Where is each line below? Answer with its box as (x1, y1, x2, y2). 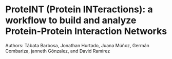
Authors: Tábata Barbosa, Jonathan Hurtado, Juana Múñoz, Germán (5, 42, 150, 48)
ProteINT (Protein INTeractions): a (5, 4, 153, 15)
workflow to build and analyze (5, 14, 137, 26)
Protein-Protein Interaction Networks (5, 26, 167, 37)
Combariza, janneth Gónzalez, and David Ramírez (5, 48, 110, 54)
